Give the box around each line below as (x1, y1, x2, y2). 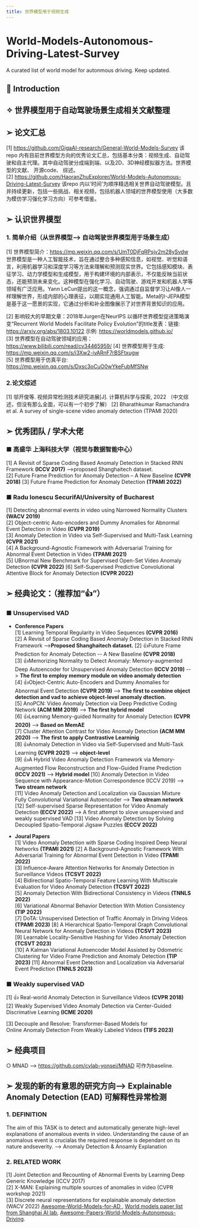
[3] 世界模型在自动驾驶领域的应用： (6, 335, 93, 342)
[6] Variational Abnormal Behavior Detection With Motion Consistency (14, 902, 185, 909)
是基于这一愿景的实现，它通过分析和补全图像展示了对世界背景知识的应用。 (6, 300, 188, 307)
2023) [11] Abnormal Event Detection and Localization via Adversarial (14, 958, 185, 966)
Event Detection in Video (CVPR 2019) (6, 526, 100, 533)
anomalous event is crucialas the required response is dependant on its (6, 1137, 181, 1144)
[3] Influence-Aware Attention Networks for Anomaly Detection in (14, 864, 175, 871)
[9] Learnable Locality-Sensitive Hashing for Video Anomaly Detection (14, 933, 187, 941)
